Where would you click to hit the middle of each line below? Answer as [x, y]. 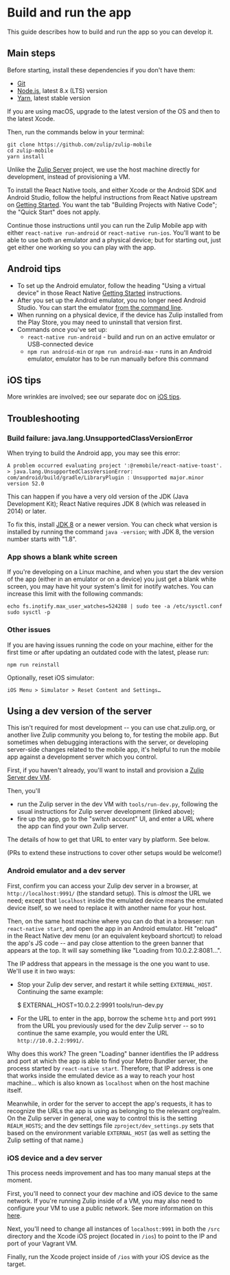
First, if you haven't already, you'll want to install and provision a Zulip [106, 770]
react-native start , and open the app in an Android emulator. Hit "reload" [113, 928]
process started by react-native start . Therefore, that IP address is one [110, 1068]
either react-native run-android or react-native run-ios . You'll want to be [114, 233]
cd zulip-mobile [30, 150]
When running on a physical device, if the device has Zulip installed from [120, 315]
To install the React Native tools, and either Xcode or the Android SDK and [112, 190]
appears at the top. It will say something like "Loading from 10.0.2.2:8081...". [114, 950]
